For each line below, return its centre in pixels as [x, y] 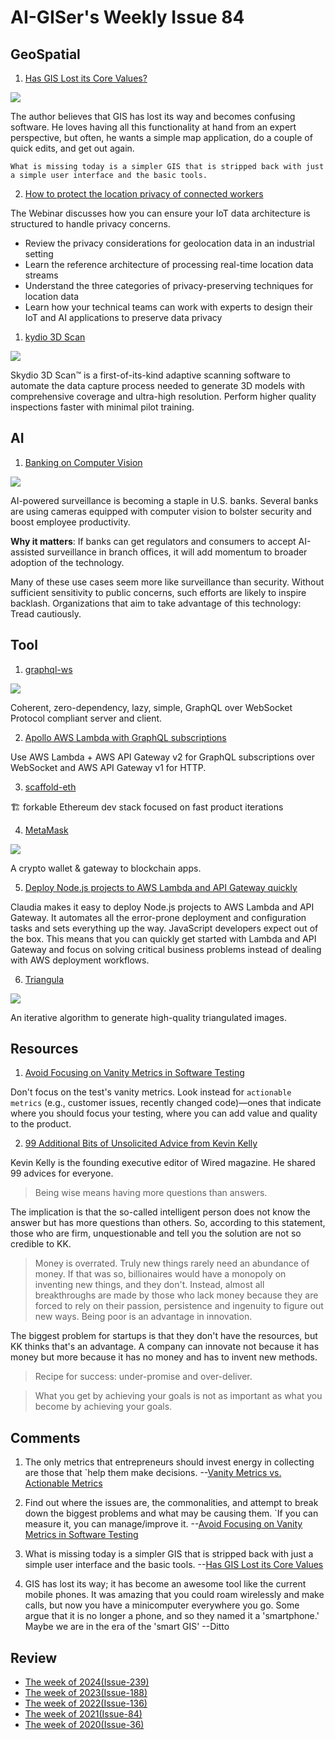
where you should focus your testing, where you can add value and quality [164, 1113]
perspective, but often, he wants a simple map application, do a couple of [161, 137]
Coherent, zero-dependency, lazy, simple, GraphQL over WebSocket [151, 707]
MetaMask [46, 830]
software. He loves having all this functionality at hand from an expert [153, 127]
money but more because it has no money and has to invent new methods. [164, 1357]
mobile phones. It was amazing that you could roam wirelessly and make [174, 1595]
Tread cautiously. [46, 613]
